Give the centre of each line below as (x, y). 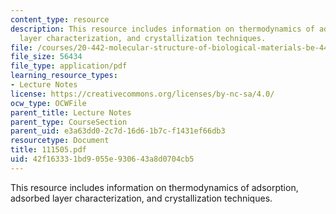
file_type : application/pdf (69, 66)
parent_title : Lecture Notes (71, 112)
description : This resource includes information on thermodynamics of (162, 29)
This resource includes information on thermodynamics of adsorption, (154, 187)
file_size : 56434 (46, 57)
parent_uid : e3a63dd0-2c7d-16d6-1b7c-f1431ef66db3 (118, 131)
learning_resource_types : (64, 76)
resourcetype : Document (60, 141)
